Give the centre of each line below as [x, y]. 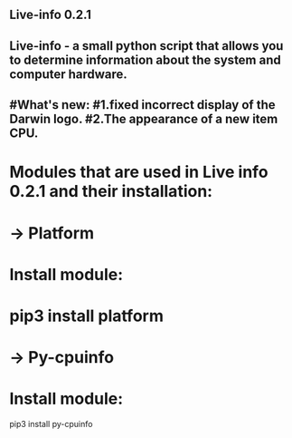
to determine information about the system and [146, 59]
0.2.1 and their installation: [111, 192]
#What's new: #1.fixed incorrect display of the [142, 105]
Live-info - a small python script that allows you [146, 46]
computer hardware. [69, 74]
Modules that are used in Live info [139, 172]
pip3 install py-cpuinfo [51, 424]
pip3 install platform [87, 316]
